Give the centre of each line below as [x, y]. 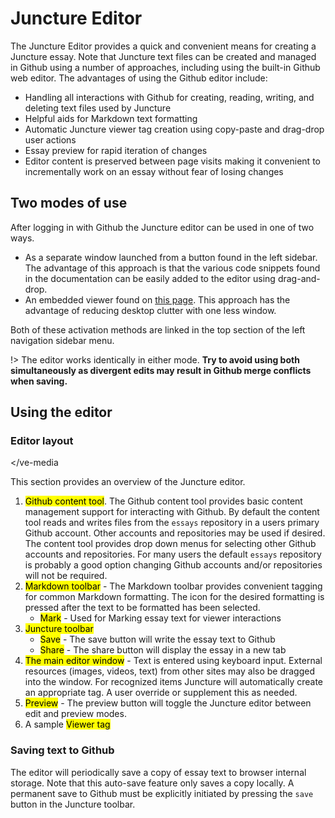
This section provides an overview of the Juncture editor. [128, 482]
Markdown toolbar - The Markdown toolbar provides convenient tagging [173, 586]
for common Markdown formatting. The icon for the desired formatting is [174, 597]
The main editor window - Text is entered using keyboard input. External [173, 661]
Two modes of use [69, 203]
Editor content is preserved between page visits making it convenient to [172, 161]
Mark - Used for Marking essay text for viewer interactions [160, 618]
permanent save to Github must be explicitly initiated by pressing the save [162, 793]
